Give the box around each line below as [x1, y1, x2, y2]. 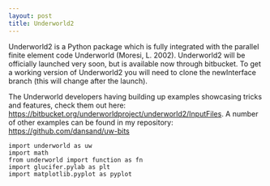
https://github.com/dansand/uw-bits [8, 126, 130, 136]
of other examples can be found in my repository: [8, 117, 174, 127]
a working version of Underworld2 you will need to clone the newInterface [8, 67, 257, 77]
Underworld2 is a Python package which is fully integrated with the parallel [8, 41, 259, 51]
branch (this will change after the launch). [8, 76, 148, 86]
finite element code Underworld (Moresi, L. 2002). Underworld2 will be [8, 50, 246, 60]
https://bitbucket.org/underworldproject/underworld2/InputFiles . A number [8, 108, 259, 118]
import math [8, 149, 49, 157]
